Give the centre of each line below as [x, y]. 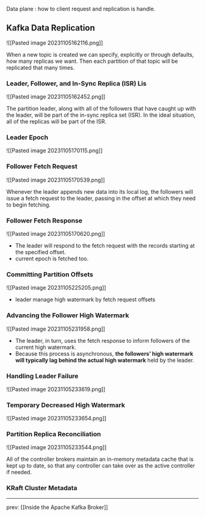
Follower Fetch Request [42, 166]
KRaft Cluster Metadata [42, 488]
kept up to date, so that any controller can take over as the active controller [101, 466]
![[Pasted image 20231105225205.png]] [56, 288]
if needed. [19, 472]
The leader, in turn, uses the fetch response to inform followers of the [103, 340]
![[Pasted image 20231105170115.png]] [55, 151]
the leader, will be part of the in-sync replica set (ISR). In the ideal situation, [101, 115]
